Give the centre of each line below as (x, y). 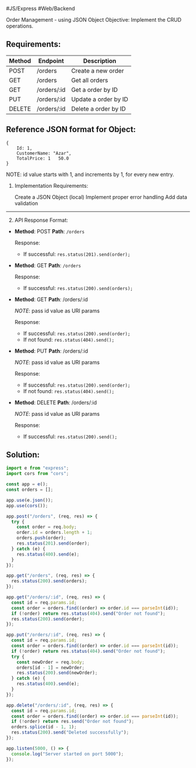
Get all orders (90, 80)
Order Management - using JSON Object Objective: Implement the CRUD (94, 20)
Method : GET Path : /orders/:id (51, 299)
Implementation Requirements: (51, 185)
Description (100, 61)
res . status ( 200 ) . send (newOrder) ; (57, 673)
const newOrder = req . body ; (50, 662)
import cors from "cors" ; (37, 474)
